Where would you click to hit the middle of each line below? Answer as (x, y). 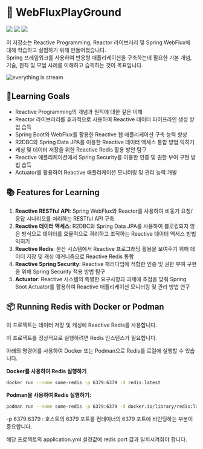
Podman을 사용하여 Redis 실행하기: (49, 395)
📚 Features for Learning (53, 192)
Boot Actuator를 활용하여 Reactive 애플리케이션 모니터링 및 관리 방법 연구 (102, 287)
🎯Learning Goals (38, 96)
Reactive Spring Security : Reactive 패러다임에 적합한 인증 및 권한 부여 (100, 264)
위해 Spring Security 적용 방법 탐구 (63, 271)
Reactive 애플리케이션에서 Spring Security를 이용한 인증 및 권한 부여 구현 (102, 157)
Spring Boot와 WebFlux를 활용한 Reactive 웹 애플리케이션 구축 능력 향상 (101, 134)
